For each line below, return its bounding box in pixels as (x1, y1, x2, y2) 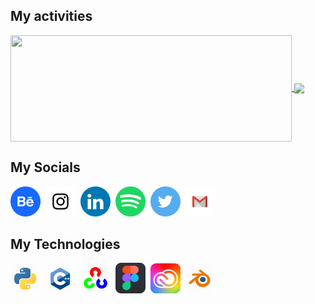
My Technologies (10, 236, 121, 253)
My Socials (10, 159, 81, 176)
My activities (10, 8, 93, 25)
